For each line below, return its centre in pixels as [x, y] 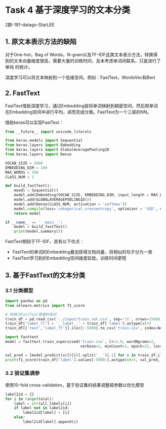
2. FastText [23, 93]
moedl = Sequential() [36, 190]
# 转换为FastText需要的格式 [31, 314]
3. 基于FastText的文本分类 [45, 275]
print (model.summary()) [39, 232]
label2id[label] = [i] [46, 413]
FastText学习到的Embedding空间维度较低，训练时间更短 [69, 258]
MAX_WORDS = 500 [22, 172]
